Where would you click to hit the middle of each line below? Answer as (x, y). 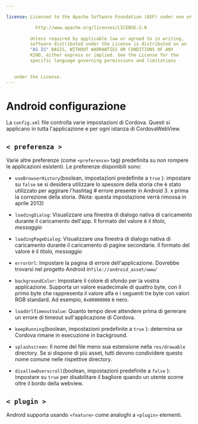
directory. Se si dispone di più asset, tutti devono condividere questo (98, 353)
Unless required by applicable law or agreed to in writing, (107, 39)
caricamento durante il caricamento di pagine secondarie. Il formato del (102, 245)
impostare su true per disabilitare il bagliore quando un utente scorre (99, 377)
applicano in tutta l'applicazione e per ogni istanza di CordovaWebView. (93, 129)
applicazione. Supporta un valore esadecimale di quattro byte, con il (98, 287)
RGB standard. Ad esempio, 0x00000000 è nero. (72, 299)
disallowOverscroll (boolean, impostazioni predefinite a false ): (92, 371)
